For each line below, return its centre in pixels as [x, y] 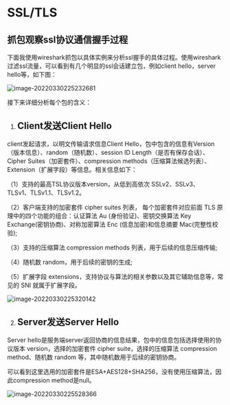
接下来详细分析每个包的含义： [49, 102]
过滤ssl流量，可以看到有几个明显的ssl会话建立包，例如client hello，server [112, 66]
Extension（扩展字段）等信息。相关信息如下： [72, 169]
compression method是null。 [54, 380]
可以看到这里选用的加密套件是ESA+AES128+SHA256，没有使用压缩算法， [112, 371]
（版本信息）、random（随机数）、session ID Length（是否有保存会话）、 [108, 152]
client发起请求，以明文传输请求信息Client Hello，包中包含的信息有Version [111, 144]
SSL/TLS [32, 13]
